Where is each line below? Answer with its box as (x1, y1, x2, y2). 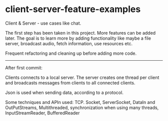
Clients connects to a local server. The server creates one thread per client (5, 74, 159, 80)
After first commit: (5, 64, 42, 71)
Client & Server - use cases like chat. (5, 20, 81, 26)
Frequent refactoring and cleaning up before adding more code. (5, 50, 136, 56)
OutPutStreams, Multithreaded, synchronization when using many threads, (5, 104, 159, 110)
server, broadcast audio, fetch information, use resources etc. (5, 40, 132, 46)
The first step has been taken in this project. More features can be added (5, 30, 156, 36)
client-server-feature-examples (5, 4, 141, 15)
